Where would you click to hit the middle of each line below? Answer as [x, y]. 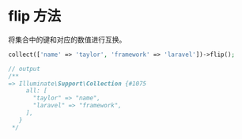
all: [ [36, 91]
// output [25, 69]
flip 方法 [35, 16]
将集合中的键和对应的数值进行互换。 [67, 39]
